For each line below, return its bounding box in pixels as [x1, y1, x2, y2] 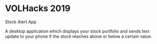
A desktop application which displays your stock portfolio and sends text [5, 28, 150, 34]
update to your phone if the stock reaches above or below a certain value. [5, 33, 152, 39]
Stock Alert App [5, 19, 37, 25]
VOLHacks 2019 [5, 3, 71, 14]
